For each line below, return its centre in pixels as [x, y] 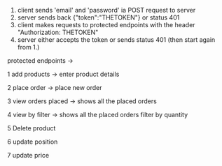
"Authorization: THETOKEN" [58, 32]
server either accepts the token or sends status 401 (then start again [116, 40]
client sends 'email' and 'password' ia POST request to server [106, 10]
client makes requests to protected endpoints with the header [106, 25]
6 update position [33, 142]
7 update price [28, 155]
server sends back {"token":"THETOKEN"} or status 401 [98, 17]
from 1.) [28, 47]
